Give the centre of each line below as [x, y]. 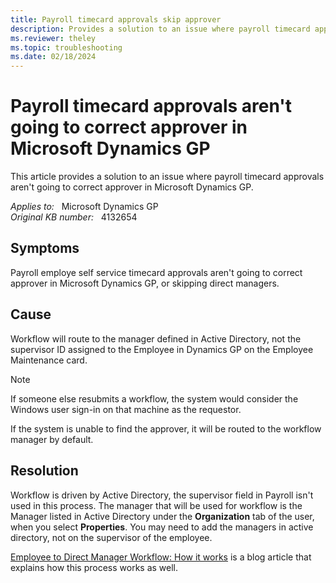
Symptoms [45, 248]
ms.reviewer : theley [53, 38]
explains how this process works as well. [94, 567]
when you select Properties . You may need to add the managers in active [162, 527]
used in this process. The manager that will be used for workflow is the [156, 505]
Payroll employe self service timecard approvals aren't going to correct [156, 272]
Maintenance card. [49, 360]
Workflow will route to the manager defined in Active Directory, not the [156, 338]
